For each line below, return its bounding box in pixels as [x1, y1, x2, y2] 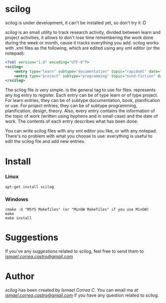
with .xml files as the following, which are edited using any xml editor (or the [5, 45, 160, 51]
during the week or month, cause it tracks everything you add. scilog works [5, 39, 159, 45]
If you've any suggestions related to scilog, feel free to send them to [5, 248, 144, 254]
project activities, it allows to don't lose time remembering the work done [5, 34, 154, 40]
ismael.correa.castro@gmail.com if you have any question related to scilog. [5, 292, 159, 298]
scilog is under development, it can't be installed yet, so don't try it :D [5, 20, 147, 26]
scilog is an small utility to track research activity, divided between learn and [5, 29, 161, 35]
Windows [5, 196, 29, 202]
